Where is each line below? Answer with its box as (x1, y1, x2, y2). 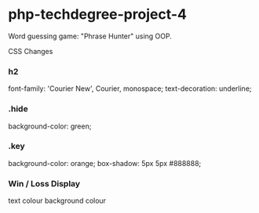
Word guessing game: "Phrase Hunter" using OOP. (8, 31, 173, 41)
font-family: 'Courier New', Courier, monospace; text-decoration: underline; (8, 84, 253, 93)
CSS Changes (8, 46, 53, 56)
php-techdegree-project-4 (8, 5, 187, 23)
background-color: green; (8, 121, 92, 131)
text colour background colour (8, 196, 107, 205)
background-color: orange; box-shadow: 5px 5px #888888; (8, 158, 202, 168)
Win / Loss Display (8, 178, 81, 189)
